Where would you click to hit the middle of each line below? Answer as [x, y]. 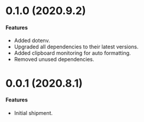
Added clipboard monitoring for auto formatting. [72, 53]
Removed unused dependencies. [54, 60]
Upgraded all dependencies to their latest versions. [76, 47]
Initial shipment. [33, 113]
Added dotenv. [32, 41]
